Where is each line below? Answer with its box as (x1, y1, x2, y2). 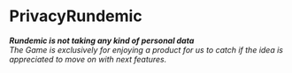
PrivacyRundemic (9, 6, 143, 26)
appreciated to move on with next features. (9, 54, 167, 64)
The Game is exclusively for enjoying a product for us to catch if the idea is (9, 44, 283, 55)
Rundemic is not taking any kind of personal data (9, 35, 195, 46)
